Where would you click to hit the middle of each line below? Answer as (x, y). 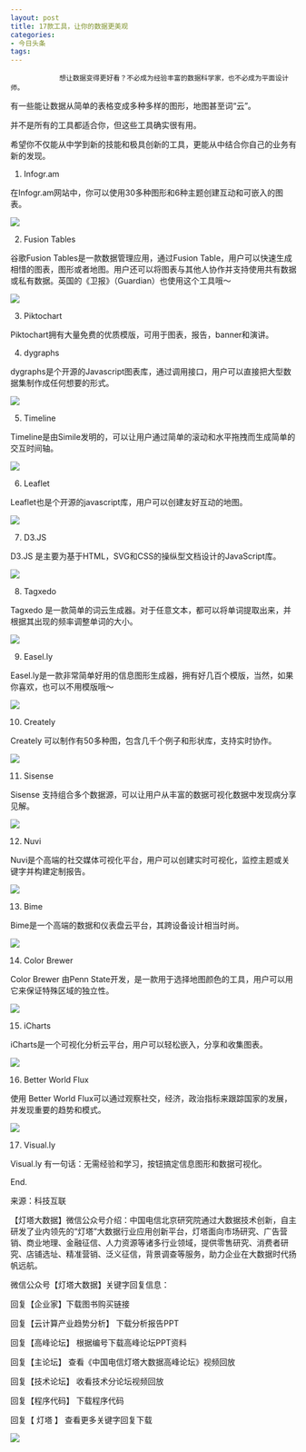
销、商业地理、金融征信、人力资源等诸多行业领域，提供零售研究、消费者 (145, 1243)
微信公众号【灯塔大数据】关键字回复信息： (90, 1285)
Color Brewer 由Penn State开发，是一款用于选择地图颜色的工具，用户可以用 (152, 980)
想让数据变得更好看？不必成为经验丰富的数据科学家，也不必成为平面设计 (174, 78)
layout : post (35, 18)
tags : (20, 52)
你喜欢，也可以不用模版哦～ (62, 687)
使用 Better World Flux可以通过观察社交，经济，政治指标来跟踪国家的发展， (152, 1099)
